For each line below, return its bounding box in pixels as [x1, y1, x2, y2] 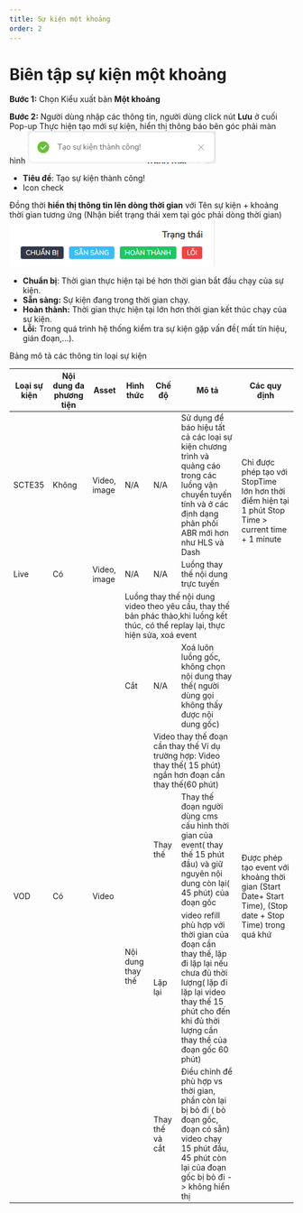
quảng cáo [180, 460, 221, 471]
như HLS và [180, 537, 225, 548]
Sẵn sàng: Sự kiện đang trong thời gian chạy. [22, 294, 191, 306]
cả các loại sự [180, 431, 233, 442]
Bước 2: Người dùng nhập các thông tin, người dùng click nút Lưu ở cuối [9, 111, 278, 122]
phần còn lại [180, 1095, 227, 1106]
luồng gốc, [180, 651, 221, 662]
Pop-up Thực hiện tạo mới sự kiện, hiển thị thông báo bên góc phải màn [9, 121, 277, 132]
